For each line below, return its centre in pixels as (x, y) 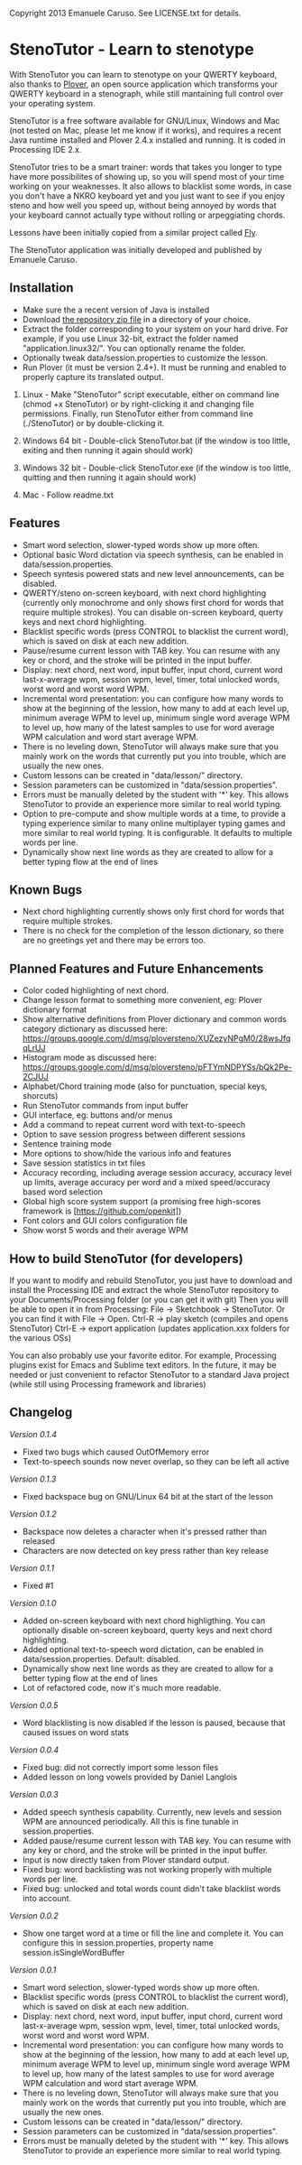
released (39, 1541)
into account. (47, 1898)
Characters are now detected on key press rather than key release (145, 1550)
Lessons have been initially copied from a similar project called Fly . (134, 232)
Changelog (41, 1412)
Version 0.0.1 (33, 1970)
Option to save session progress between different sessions (134, 1134)
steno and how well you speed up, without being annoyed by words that (143, 205)
